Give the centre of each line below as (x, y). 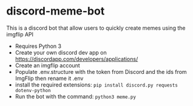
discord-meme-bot (56, 11)
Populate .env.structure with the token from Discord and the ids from (101, 71)
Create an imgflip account (47, 65)
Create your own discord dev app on (61, 52)
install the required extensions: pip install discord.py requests (96, 84)
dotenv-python (33, 90)
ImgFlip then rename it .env (49, 78)
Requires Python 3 (38, 46)
